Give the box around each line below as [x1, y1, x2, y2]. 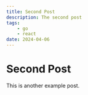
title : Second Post [6, 8, 55, 15]
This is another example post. [6, 82, 80, 89]
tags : [6, 20, 20, 26]
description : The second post [6, 14, 83, 20]
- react [17, 31, 36, 37]
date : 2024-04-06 [6, 36, 50, 42]
